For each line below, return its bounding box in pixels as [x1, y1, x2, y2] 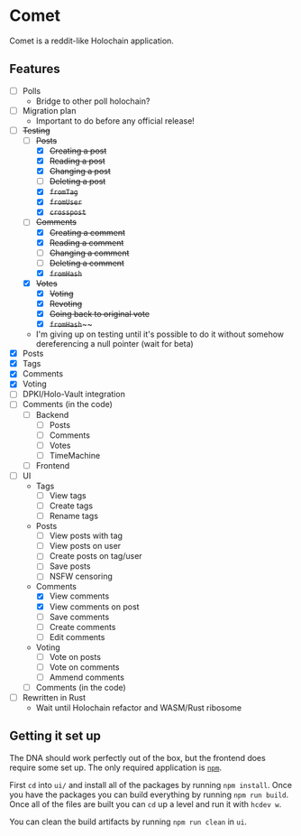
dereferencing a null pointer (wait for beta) [35, 339, 194, 349]
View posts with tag [49, 530, 123, 542]
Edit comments [49, 631, 105, 642]
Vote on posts [49, 651, 102, 662]
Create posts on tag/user [49, 551, 142, 562]
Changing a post [49, 166, 111, 177]
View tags [49, 489, 87, 501]
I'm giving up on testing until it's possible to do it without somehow [35, 329, 285, 339]
